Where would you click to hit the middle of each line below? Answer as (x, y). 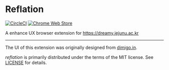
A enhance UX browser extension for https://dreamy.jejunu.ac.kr (72, 33)
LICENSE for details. (26, 62)
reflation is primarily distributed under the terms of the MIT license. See (79, 57)
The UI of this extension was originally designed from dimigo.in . (71, 47)
